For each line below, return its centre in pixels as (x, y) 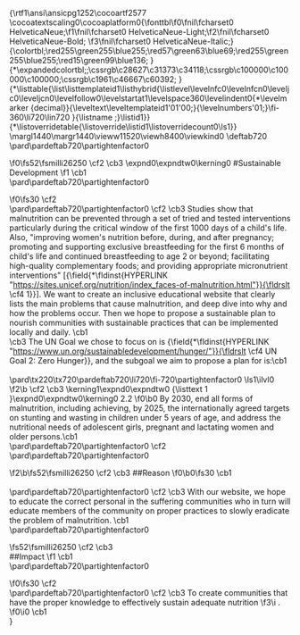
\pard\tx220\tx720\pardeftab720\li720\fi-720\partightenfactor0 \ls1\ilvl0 (142, 380)
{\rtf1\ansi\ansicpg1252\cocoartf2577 (78, 13)
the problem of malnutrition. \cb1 (69, 520)
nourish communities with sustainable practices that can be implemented (144, 322)
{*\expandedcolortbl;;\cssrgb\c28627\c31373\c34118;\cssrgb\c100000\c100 (149, 70)
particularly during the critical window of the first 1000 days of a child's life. (148, 228)
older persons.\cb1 (44, 436)
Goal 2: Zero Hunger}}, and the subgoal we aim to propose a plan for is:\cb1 (148, 360)
